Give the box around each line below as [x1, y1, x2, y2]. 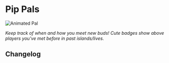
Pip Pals [5, 4, 40, 15]
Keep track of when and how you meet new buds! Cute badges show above [5, 30, 164, 36]
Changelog [5, 50, 41, 58]
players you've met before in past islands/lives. [5, 35, 105, 41]
